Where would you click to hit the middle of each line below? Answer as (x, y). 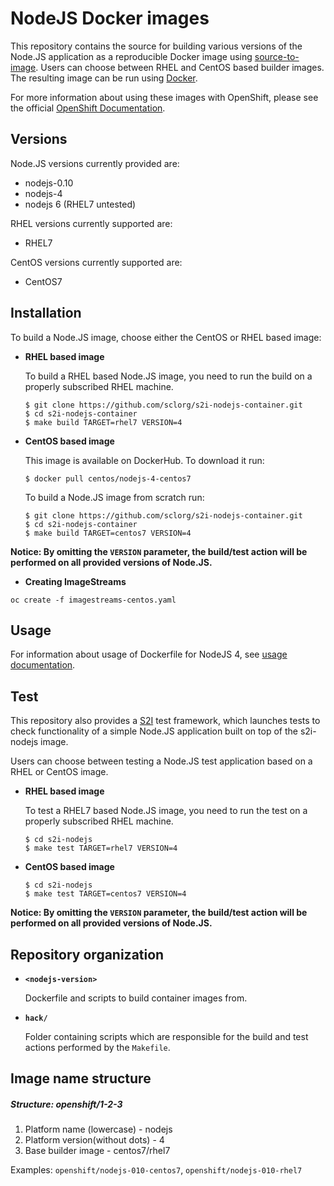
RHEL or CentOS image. (59, 772)
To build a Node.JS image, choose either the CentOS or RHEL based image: (166, 337)
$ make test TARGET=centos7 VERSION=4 (105, 894)
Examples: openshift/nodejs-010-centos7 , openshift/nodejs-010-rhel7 (156, 1170)
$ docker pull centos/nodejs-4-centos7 (108, 478)
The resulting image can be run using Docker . (104, 78)
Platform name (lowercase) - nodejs (98, 1129)
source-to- (277, 56)
